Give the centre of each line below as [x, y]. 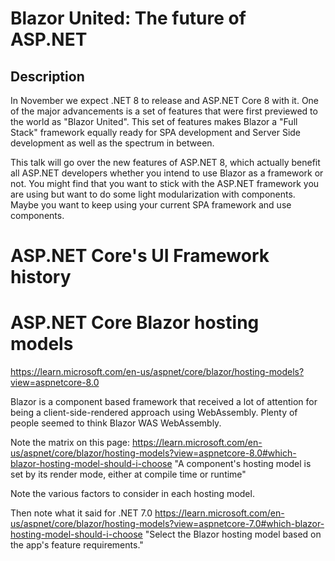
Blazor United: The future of [128, 18]
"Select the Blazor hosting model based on [233, 534]
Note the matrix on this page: [70, 443]
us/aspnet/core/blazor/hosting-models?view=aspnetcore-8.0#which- [153, 453]
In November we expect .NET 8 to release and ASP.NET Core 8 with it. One [165, 100]
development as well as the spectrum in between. [112, 143]
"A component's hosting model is [243, 464]
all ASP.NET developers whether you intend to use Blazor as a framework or [167, 173]
